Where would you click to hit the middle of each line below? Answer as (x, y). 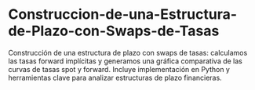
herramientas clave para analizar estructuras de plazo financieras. (115, 77)
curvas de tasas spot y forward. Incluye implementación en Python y (119, 69)
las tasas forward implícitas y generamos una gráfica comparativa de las (126, 61)
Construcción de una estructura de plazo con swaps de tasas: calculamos (128, 52)
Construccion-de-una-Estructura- (123, 14)
